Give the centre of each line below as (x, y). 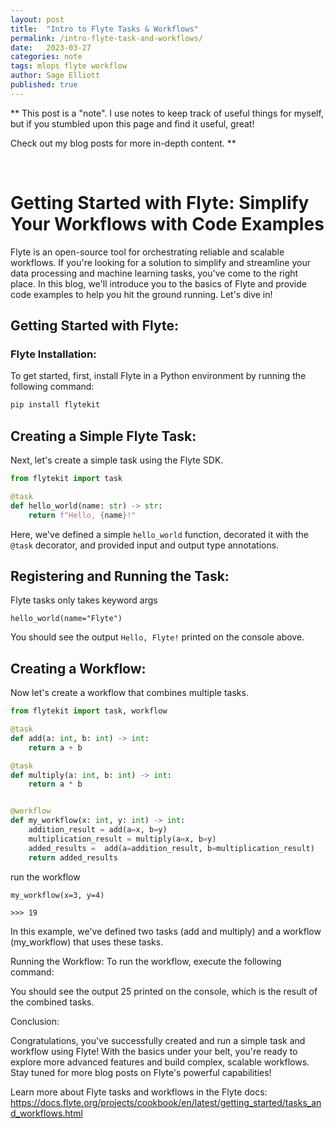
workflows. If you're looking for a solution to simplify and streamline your (160, 262)
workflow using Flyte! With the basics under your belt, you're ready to (154, 1051)
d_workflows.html (46, 1113)
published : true (44, 85)
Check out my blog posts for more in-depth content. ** (123, 143)
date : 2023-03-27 (51, 47)
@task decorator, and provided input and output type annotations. (145, 545)
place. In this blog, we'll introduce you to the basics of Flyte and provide (158, 283)
